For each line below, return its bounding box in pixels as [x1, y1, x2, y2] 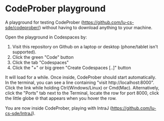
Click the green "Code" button [12, 54, 74, 60]
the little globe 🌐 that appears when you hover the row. [5, 95, 117, 101]
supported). [12, 49, 36, 55]
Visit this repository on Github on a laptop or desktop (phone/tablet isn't [12, 43, 159, 49]
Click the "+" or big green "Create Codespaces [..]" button [12, 65, 131, 71]
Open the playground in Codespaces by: [5, 34, 87, 40]
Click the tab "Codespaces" [12, 59, 69, 65]
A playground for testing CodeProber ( [5, 19, 83, 25]
